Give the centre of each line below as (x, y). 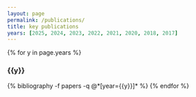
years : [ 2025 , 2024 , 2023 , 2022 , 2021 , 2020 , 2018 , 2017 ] (93, 33)
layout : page (26, 14)
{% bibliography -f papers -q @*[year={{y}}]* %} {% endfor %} (98, 86)
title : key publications (43, 26)
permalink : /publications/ (46, 20)
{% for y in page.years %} (44, 53)
